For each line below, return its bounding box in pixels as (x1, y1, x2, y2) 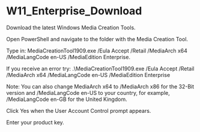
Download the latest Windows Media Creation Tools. (6, 24, 136, 31)
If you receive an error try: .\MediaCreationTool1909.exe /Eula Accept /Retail (6, 65, 195, 72)
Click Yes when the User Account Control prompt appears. (6, 107, 151, 114)
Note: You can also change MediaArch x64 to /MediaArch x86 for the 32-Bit (6, 82, 195, 90)
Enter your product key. (6, 118, 64, 126)
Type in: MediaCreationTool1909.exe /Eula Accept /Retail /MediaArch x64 (6, 47, 188, 54)
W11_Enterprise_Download (6, 4, 142, 18)
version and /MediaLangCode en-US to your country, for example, (6, 89, 170, 96)
